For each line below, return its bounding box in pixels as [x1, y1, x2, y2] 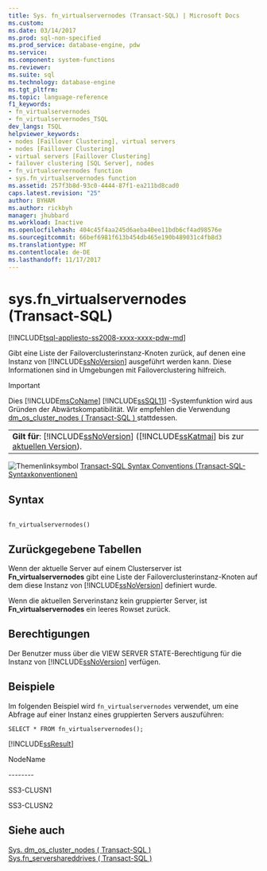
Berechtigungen [8, 628, 91, 641]
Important [8, 381, 41, 391]
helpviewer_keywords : [8, 130, 80, 138]
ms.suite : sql [8, 71, 56, 79]
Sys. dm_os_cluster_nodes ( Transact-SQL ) [8, 845, 152, 854]
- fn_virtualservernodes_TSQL [8, 115, 109, 123]
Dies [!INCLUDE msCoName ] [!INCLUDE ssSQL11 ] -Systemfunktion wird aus [8, 396, 253, 406]
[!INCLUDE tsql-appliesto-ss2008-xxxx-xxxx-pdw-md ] [8, 333, 187, 343]
